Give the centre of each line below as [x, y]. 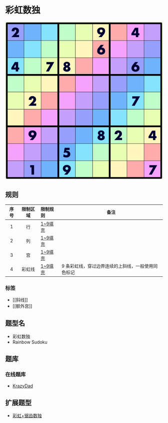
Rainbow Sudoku [30, 342]
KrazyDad [23, 385]
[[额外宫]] [22, 306]
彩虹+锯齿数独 [27, 415]
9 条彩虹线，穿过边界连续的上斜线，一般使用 [107, 266]
